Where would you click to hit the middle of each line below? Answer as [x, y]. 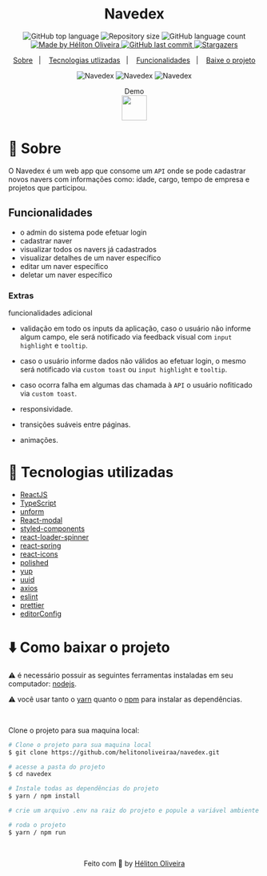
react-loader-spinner [54, 536]
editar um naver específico [64, 266]
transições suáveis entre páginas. [75, 424]
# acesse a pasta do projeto [57, 767]
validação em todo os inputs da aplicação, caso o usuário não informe [135, 328]
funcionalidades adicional [51, 312]
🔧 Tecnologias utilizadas [91, 472]
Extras [21, 295]
